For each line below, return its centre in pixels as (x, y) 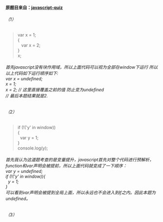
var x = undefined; (24, 79)
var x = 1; (27, 35)
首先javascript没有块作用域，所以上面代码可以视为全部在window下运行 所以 (82, 67)
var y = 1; (29, 138)
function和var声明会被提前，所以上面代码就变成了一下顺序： (66, 166)
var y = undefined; (24, 171)
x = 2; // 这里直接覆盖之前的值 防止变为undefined (55, 90)
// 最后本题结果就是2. (27, 96)
